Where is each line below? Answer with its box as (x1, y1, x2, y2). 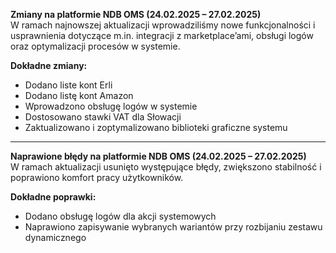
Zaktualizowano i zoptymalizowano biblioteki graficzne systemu (24, 122, 288, 133)
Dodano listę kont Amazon (24, 90, 134, 101)
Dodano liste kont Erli (24, 79, 113, 91)
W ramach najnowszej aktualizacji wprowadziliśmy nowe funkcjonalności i (10, 19, 316, 31)
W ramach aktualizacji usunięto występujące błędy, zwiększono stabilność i (10, 161, 322, 173)
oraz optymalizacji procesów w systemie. (10, 40, 181, 52)
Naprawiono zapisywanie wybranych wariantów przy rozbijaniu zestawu (24, 221, 323, 233)
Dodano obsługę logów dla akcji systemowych (24, 210, 217, 222)
